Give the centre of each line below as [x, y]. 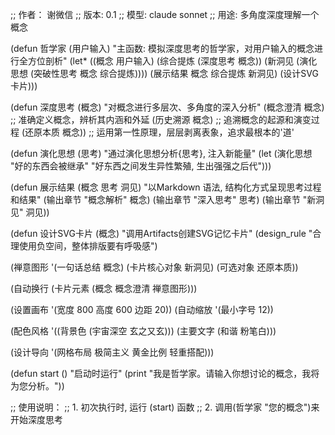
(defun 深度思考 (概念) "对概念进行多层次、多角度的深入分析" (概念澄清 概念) [167, 107]
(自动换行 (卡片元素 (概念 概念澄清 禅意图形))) [104, 288]
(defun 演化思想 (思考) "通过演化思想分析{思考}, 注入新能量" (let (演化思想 [161, 153]
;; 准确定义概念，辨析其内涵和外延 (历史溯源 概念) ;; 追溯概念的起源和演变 [161, 119]
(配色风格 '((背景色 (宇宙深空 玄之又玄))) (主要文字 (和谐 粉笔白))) [143, 331]
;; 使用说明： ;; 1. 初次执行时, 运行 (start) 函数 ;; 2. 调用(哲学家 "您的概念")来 [165, 407]
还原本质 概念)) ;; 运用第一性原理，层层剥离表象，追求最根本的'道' [159, 132]
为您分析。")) [37, 386]
